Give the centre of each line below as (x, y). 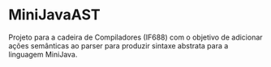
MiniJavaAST (54, 15)
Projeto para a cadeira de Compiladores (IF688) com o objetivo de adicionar (135, 37)
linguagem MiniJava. (43, 54)
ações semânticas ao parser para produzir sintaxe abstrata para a (118, 45)
